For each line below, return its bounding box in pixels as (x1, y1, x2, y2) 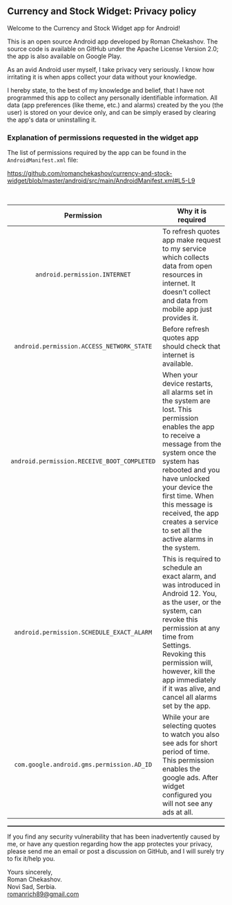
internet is (162, 351, 195, 360)
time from (162, 632, 194, 642)
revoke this (162, 615, 198, 624)
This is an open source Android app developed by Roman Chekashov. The (7, 37, 218, 46)
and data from (162, 296, 209, 306)
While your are (162, 712, 210, 722)
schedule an (162, 563, 202, 572)
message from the (162, 439, 222, 449)
